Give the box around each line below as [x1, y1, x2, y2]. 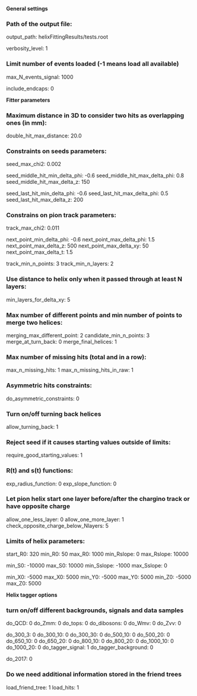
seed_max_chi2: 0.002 [6, 161, 61, 168]
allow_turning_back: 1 [6, 423, 59, 430]
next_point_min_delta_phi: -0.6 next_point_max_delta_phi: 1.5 [6, 236, 155, 243]
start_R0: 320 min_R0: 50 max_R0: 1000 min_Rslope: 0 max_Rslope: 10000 [6, 550, 189, 558]
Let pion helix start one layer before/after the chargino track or [6, 495, 190, 503]
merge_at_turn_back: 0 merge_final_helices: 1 [6, 338, 117, 346]
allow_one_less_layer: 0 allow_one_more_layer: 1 [6, 516, 125, 523]
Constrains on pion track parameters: [6, 211, 117, 220]
